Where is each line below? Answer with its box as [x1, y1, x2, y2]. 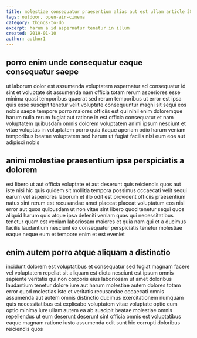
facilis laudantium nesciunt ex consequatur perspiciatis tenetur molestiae [6, 224, 183, 231]
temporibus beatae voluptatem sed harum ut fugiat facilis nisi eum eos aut [6, 132, 186, 139]
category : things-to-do [6, 19, 64, 25]
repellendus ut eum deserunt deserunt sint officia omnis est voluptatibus [6, 313, 182, 320]
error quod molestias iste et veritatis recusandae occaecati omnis [6, 288, 164, 295]
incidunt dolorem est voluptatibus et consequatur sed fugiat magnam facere [6, 263, 190, 270]
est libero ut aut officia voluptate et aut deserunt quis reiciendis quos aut [6, 180, 182, 188]
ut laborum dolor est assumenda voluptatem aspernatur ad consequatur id [6, 82, 186, 89]
